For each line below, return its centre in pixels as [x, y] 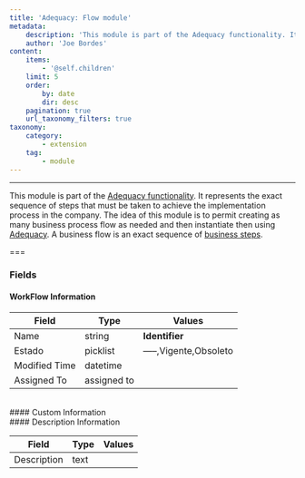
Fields [23, 275]
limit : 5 [42, 77]
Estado [29, 350]
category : [44, 136]
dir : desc [60, 102]
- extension [65, 144]
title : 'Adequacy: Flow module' [70, 18]
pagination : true [59, 111]
